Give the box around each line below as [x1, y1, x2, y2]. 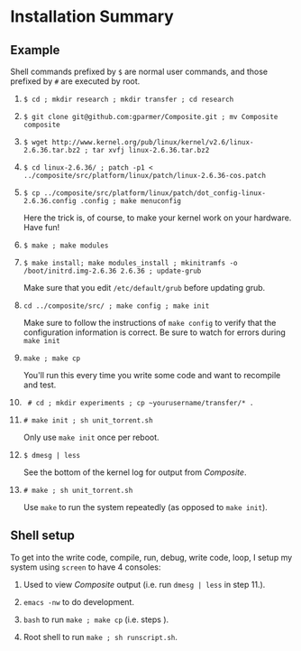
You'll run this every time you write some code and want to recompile [23, 370, 281, 380]
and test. [23, 379, 57, 390]
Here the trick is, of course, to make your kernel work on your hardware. [23, 212, 292, 223]
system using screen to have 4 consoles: [10, 562, 161, 572]
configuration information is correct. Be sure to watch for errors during [23, 327, 287, 338]
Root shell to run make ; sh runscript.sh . [23, 631, 178, 642]
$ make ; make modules [23, 241, 109, 250]
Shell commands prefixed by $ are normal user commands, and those [10, 66, 269, 77]
